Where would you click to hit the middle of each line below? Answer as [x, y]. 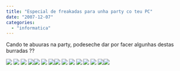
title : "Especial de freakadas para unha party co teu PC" [79, 11]
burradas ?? [20, 51]
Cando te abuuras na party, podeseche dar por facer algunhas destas [90, 45]
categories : [20, 22]
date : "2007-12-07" [30, 17]
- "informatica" [31, 28]
